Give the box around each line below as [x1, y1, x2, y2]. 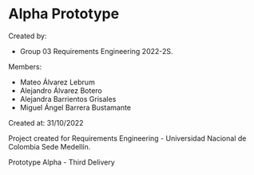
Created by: [8, 31, 47, 41]
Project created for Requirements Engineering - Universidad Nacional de [8, 133, 247, 143]
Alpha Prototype [8, 5, 120, 23]
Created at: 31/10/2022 [8, 118, 84, 127]
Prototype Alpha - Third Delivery [8, 157, 116, 167]
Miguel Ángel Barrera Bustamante [19, 103, 132, 112]
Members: [8, 61, 42, 72]
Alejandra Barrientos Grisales [19, 94, 117, 103]
